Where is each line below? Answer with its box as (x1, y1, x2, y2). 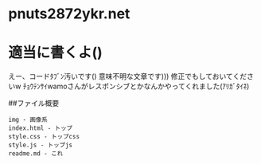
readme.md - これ (8, 150, 64, 158)
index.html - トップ (8, 124, 73, 132)
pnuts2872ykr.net (8, 5, 130, 23)
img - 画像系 (8, 116, 48, 124)
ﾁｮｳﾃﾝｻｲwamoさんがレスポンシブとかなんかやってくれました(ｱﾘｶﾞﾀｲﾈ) (22, 81, 250, 92)
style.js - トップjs (8, 141, 73, 150)
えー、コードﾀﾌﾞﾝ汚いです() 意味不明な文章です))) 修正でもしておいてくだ (8, 72, 247, 81)
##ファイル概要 (8, 99, 60, 108)
